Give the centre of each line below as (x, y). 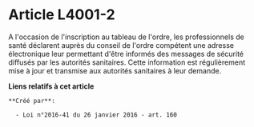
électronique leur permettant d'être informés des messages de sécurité (126, 54)
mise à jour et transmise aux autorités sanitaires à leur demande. (115, 70)
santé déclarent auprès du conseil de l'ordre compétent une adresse (121, 45)
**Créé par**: (32, 101)
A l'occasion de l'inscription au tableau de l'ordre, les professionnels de (126, 37)
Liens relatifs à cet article (51, 86)
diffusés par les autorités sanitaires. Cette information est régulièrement (127, 62)
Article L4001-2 (62, 15)
